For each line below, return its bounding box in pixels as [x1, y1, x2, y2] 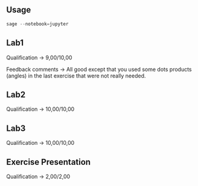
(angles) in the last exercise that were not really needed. [6, 72, 146, 79]
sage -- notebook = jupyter [6, 21, 69, 27]
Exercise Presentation [6, 157, 91, 167]
